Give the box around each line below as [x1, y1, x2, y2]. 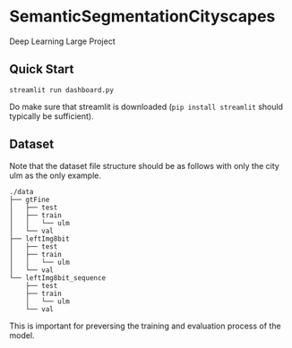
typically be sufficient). [9, 110, 94, 122]
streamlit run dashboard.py [9, 85, 115, 95]
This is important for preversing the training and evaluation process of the [9, 320, 281, 331]
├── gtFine [9, 195, 50, 204]
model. [9, 329, 35, 341]
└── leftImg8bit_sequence [9, 273, 106, 283]
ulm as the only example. [9, 170, 101, 181]
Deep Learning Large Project [9, 36, 116, 47]
